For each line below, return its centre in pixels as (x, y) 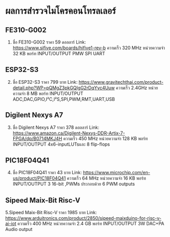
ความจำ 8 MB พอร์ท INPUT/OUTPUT (48, 93)
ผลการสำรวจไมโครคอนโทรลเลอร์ (61, 11)
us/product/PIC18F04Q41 (39, 178)
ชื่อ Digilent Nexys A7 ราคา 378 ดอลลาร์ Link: (56, 127)
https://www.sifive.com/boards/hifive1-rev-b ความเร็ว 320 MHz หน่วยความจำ (89, 48)
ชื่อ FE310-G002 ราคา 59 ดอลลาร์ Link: (49, 42)
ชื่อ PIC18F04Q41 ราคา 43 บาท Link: (47, 173)
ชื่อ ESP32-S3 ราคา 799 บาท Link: (45, 82)
